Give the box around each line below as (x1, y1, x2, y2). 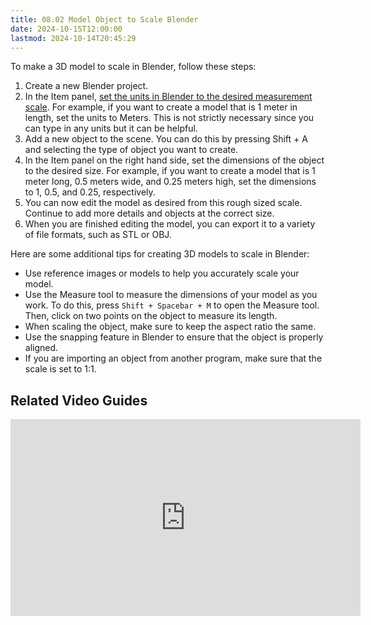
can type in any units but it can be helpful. (24, 122, 198, 135)
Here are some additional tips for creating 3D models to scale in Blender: (10, 248, 310, 260)
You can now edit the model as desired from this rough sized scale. (24, 197, 303, 209)
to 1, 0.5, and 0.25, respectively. (24, 186, 156, 198)
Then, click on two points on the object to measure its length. (24, 310, 278, 322)
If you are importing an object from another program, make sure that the (24, 352, 323, 365)
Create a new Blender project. (24, 80, 149, 92)
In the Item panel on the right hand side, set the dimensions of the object (24, 154, 325, 166)
